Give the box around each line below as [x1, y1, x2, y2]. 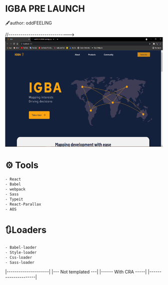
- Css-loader [5, 255, 32, 260]
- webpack [5, 186, 26, 192]
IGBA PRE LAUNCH [5, 3, 85, 15]
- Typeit [5, 196, 23, 202]
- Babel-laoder [5, 245, 37, 250]
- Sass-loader [5, 260, 35, 265]
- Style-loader [5, 250, 37, 255]
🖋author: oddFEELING [5, 20, 52, 26]
